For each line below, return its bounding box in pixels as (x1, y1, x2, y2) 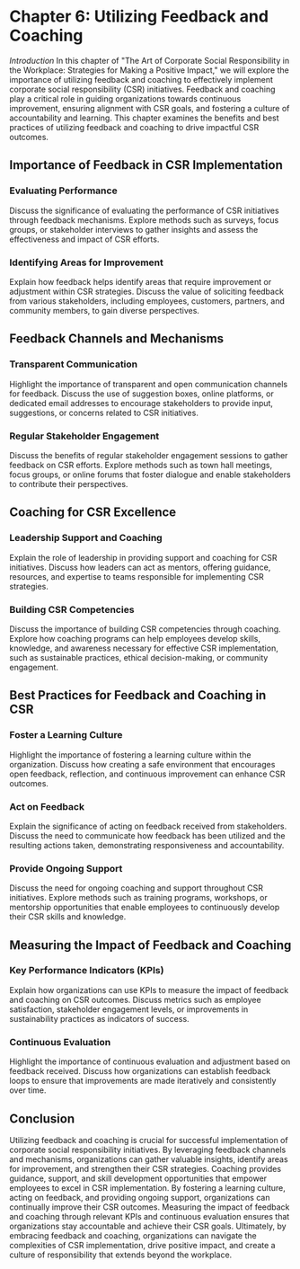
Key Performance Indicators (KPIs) (9, 964, 164, 977)
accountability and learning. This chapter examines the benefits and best (9, 112, 280, 123)
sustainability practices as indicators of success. (9, 1013, 190, 1024)
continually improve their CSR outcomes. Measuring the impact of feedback (9, 1202, 290, 1212)
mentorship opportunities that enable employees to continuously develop (9, 901, 280, 913)
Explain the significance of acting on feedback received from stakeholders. (9, 821, 287, 831)
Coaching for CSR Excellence (9, 505, 177, 520)
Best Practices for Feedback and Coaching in (9, 688, 267, 703)
